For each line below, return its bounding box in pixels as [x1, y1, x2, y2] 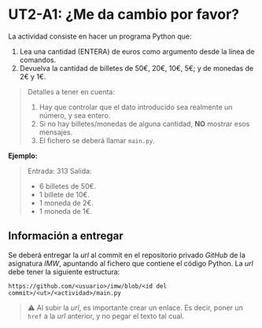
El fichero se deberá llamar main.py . [39, 135, 155, 145]
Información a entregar [8, 230, 124, 243]
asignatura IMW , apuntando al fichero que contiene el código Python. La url [8, 258, 253, 268]
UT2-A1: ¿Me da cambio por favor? [8, 6, 240, 24]
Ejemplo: [8, 151, 38, 160]
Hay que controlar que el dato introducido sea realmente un [39, 102, 233, 112]
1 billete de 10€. [39, 190, 90, 199]
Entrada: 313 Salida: [27, 166, 92, 175]
